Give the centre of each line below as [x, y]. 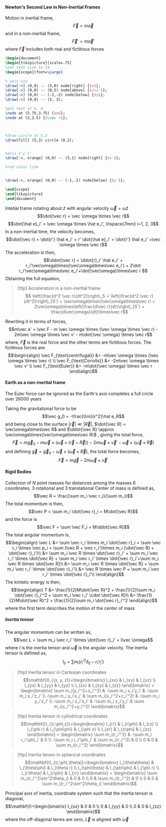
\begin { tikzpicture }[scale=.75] [38, 63]
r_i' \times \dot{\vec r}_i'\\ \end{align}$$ [83, 574]
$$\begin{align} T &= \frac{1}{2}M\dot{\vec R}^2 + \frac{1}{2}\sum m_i [83, 590]
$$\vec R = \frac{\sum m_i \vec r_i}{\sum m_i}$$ [83, 496]
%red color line [22, 167]
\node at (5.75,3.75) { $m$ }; [35, 113]
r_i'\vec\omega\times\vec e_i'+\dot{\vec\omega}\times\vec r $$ [83, 271]
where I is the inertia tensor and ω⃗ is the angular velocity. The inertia [76, 647]
